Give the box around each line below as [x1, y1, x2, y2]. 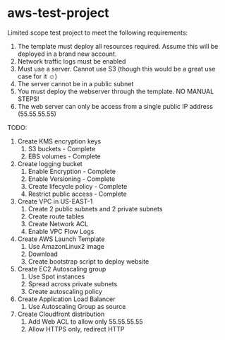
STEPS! [17, 94, 40, 103]
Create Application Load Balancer [17, 295, 116, 303]
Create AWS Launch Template [17, 235, 105, 243]
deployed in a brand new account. [17, 49, 117, 58]
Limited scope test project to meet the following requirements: [7, 28, 188, 37]
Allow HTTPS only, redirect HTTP [28, 324, 125, 333]
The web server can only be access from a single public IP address [17, 102, 214, 110]
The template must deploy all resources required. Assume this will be [17, 42, 219, 50]
